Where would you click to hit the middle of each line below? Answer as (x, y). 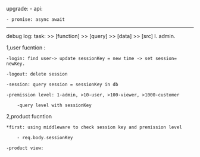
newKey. (16, 64)
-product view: (25, 148)
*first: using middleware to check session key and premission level (94, 127)
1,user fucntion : (26, 48)
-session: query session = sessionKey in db (62, 84)
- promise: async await (36, 20)
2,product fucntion (29, 116)
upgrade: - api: (24, 9)
